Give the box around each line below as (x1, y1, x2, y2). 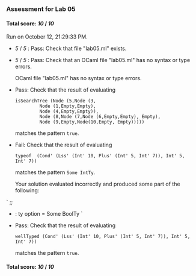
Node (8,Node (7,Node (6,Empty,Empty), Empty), (39, 114, 161, 120)
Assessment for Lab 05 (6, 5, 76, 13)
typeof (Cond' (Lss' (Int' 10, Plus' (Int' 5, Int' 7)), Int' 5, (14, 153, 185, 159)
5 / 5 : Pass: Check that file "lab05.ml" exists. (14, 45, 127, 52)
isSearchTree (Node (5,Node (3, (14, 98, 96, 104)
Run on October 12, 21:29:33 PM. (6, 33, 88, 40)
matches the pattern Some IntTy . (14, 169, 96, 176)
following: (14, 187, 40, 194)
